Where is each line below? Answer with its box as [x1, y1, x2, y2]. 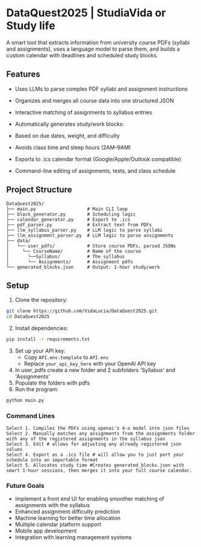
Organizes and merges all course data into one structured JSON [14, 97, 175, 104]
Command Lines [6, 411, 55, 420]
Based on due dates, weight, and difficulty [14, 132, 120, 139]
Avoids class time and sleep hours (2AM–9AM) [14, 144, 131, 151]
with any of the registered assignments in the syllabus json [6, 436, 165, 442]
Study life [6, 19, 55, 33]
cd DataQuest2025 [6, 314, 50, 320]
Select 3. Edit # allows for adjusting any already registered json [6, 441, 182, 447]
